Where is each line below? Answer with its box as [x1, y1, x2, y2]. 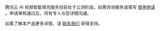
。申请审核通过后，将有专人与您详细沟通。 [5, 10, 92, 16]
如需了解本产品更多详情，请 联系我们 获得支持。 [5, 21, 102, 26]
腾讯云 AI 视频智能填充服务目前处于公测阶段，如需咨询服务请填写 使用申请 [5, 4, 156, 10]
